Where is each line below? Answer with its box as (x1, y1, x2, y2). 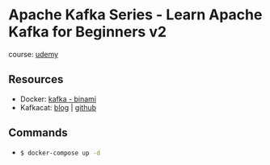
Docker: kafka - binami (19, 94, 97, 104)
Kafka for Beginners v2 (8, 23, 167, 41)
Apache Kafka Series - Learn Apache (8, 6, 263, 24)
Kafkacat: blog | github (19, 102, 97, 112)
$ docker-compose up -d (19, 149, 101, 157)
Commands (8, 126, 69, 140)
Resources (8, 72, 64, 86)
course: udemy (8, 49, 59, 59)
